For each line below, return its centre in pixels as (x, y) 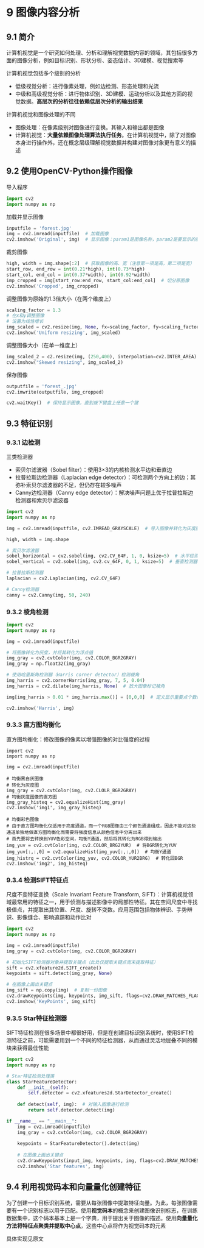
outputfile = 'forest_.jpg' (42, 386)
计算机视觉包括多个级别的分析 (43, 73)
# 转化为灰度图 (23, 785)
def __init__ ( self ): (43, 1087)
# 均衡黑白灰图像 (25, 778)
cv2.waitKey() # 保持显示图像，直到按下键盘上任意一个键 (72, 403)
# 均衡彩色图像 (23, 819)
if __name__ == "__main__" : (42, 1121)
